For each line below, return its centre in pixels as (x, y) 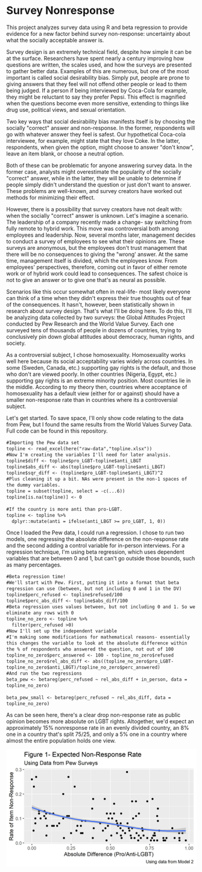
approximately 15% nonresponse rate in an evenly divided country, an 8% (98, 727)
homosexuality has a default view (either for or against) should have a (93, 393)
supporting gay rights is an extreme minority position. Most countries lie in (99, 380)
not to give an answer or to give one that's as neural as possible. (87, 280)
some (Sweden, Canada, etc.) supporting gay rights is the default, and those (101, 367)
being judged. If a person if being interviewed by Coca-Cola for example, (97, 90)
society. (16, 343)
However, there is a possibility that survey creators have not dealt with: (94, 209)
